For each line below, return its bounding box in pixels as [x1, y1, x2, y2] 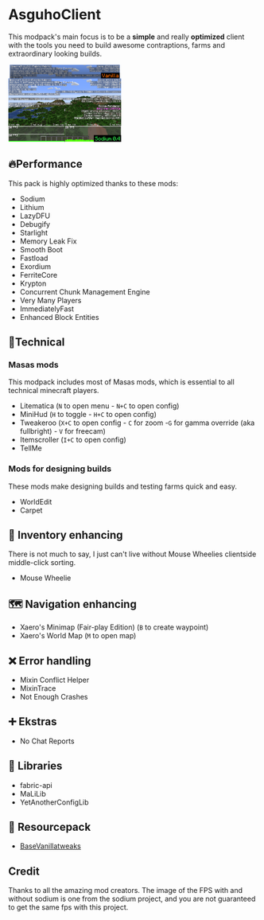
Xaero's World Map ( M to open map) [19, 631, 137, 641]
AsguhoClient [8, 6, 102, 24]
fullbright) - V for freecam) [19, 427, 106, 436]
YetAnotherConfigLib [19, 797, 89, 807]
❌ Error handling [8, 654, 91, 668]
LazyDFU [19, 211, 51, 220]
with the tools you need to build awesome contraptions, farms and [8, 40, 225, 49]
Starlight [19, 228, 49, 237]
